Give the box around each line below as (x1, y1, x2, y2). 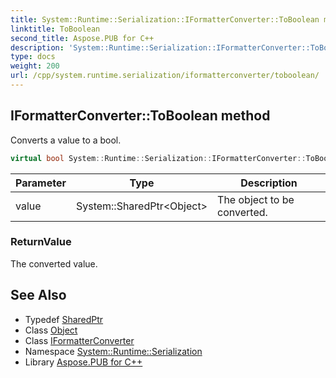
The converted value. (10, 257, 98, 270)
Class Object (24, 324, 78, 336)
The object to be (217, 192, 295, 206)
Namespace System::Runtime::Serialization (24, 345, 203, 357)
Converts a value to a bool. (10, 134, 122, 146)
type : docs (10, 52, 56, 62)
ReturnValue (10, 235, 72, 249)
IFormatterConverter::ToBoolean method (10, 107, 271, 125)
